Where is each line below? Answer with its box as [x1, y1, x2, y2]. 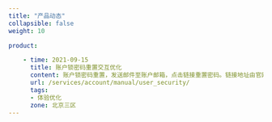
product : [8, 41, 38, 49]
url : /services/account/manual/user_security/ [29, 78, 190, 86]
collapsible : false [8, 19, 74, 27]
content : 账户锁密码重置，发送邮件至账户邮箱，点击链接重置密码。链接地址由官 [29, 71, 261, 79]
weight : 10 [8, 27, 45, 35]
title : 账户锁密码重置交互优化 [29, 64, 122, 72]
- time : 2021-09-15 [23, 56, 89, 65]
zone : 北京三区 [29, 101, 77, 109]
